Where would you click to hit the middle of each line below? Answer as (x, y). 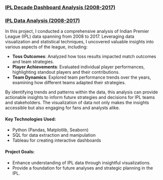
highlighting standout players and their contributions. (66, 72)
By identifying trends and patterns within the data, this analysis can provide (82, 92)
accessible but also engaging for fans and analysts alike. (63, 108)
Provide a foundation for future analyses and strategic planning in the (82, 168)
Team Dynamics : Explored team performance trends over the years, (81, 77)
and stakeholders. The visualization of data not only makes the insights (77, 103)
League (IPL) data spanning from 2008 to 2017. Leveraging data (70, 36)
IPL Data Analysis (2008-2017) (43, 20)
